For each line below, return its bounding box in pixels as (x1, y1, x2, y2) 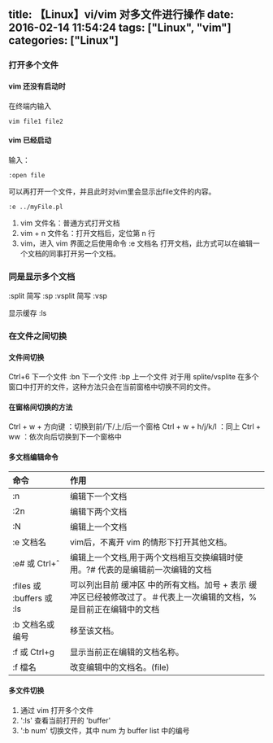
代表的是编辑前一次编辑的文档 (97, 564, 212, 575)
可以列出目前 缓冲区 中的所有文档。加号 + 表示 (70, 579, 247, 590)
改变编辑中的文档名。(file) (70, 662, 170, 673)
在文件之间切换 (8, 330, 67, 342)
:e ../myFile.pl (8, 203, 63, 211)
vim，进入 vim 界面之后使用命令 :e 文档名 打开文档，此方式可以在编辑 (19, 238, 253, 248)
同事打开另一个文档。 (48, 248, 120, 258)
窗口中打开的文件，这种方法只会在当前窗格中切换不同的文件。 (8, 382, 215, 392)
